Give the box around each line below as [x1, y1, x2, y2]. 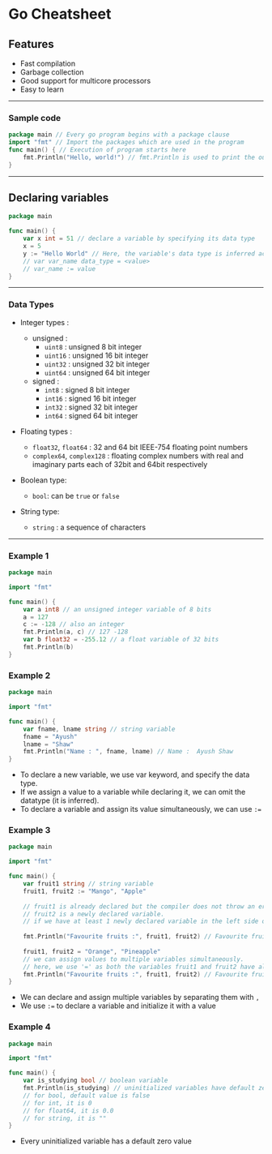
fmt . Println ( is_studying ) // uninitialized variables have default [23, 1084, 255, 1092]
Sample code [8, 112, 62, 123]
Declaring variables [8, 191, 109, 205]
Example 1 [8, 550, 49, 561]
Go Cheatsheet [8, 5, 112, 24]
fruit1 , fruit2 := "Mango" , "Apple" [23, 887, 147, 895]
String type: [19, 506, 60, 516]
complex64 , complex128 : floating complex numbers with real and [32, 451, 244, 461]
